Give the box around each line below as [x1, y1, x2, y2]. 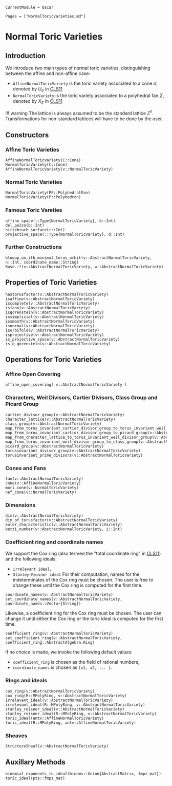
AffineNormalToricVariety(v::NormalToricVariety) [5, 166, 114, 172]
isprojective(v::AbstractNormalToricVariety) [5, 332, 104, 338]
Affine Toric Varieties [5, 146, 60, 153]
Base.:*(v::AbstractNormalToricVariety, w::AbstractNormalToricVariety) [5, 264, 164, 269]
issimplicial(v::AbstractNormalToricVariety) [5, 314, 104, 320]
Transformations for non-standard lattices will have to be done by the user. [5, 116, 163, 122]
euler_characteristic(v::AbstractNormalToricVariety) [5, 522, 123, 528]
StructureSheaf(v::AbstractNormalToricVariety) [5, 744, 109, 749]
